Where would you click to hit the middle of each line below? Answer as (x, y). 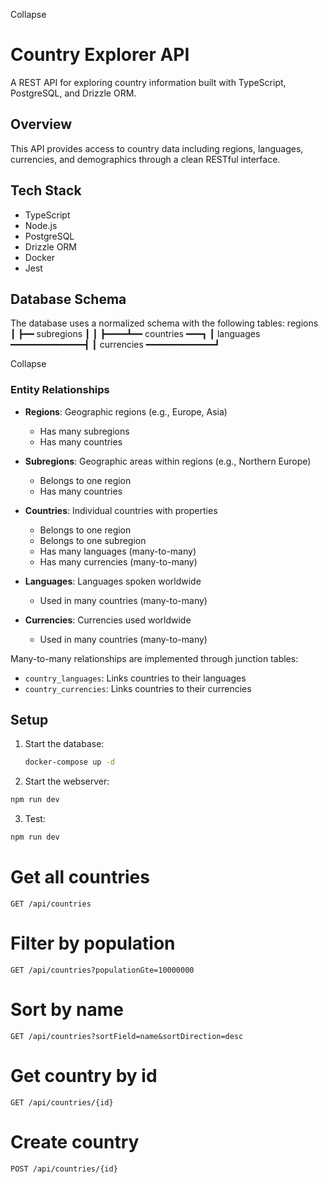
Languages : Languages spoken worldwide (113, 581)
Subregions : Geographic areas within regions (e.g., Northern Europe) (168, 461)
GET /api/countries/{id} (62, 1102)
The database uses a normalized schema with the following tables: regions (164, 323)
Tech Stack (46, 190)
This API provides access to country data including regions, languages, (157, 148)
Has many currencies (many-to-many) (118, 561)
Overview (41, 124)
